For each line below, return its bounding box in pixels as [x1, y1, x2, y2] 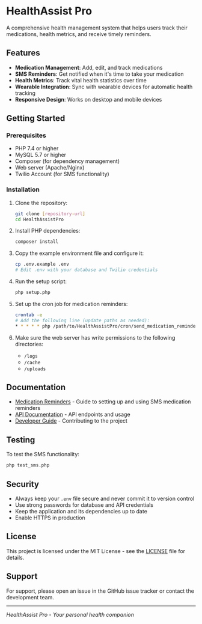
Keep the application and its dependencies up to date [14, 507, 147, 515]
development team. [6, 593, 54, 601]
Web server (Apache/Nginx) [14, 164, 85, 171]
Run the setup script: [14, 278, 67, 285]
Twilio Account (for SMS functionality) [14, 170, 109, 178]
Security [6, 479, 39, 489]
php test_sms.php [6, 462, 50, 468]
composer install [14, 239, 59, 245]
